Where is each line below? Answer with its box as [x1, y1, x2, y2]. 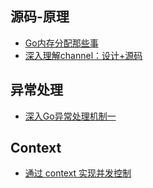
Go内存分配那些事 [24, 37, 99, 49]
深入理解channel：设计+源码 [24, 49, 143, 61]
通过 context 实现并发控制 [24, 167, 132, 179]
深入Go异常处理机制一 [24, 110, 117, 122]
